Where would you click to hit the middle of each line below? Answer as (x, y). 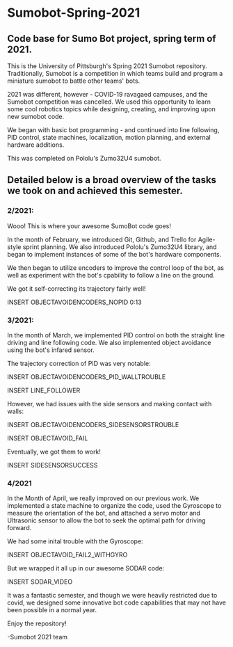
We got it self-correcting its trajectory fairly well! (77, 288)
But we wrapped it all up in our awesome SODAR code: (86, 568)
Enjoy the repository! (37, 623)
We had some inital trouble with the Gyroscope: (75, 541)
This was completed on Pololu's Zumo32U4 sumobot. (84, 158)
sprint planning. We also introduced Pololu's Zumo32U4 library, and (120, 247)
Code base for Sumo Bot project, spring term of (112, 39)
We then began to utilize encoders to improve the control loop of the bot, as (116, 267)
